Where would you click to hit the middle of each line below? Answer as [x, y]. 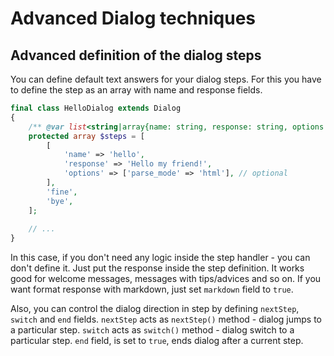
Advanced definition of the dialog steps [136, 55]
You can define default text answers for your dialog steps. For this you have [166, 79]
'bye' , [60, 201]
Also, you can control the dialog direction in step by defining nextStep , [155, 309]
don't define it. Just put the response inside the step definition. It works [157, 268]
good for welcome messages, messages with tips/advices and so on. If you [166, 279]
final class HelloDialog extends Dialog [96, 108]
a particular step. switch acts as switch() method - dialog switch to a [152, 330]
